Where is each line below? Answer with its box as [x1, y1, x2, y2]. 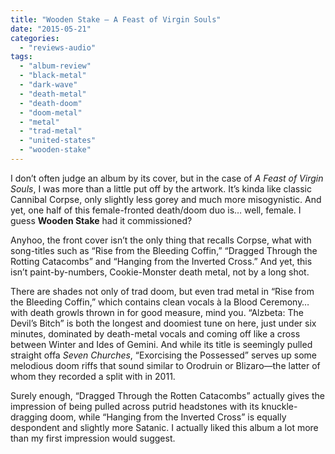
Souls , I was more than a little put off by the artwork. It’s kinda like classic [10, 182, 312, 195]
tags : [10, 52, 33, 62]
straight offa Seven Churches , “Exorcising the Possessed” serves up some [10, 349, 318, 361]
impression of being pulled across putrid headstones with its [10, 400, 260, 412]
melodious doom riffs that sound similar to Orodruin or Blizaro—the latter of [10, 359, 321, 371]
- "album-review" [19, 61, 92, 71]
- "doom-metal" [19, 107, 83, 118]
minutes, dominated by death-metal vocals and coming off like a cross [10, 327, 301, 340]
